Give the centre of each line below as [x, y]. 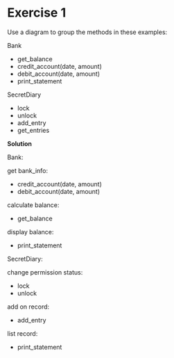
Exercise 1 [37, 13]
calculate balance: [33, 205]
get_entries [33, 130]
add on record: [28, 307]
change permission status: [45, 272]
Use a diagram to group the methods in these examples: [87, 32]
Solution [20, 143]
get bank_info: [28, 170]
